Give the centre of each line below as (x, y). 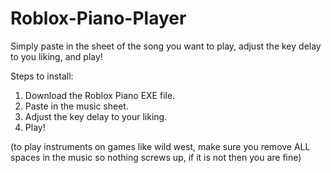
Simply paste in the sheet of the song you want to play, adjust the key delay (166, 46)
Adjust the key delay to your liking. (96, 116)
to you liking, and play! (56, 56)
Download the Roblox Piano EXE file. (100, 95)
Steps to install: (42, 76)
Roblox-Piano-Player (98, 18)
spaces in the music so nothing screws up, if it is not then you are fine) (156, 157)
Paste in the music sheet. (76, 106)
